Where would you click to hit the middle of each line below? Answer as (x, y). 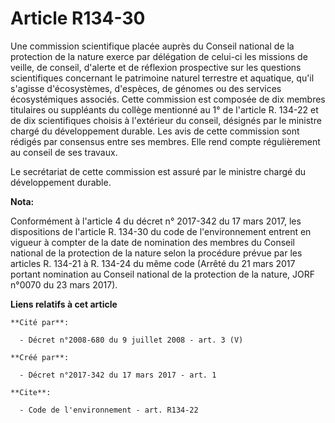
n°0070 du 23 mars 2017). (64, 284)
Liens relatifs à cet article (64, 304)
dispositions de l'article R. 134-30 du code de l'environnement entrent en (161, 231)
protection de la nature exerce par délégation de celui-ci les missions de (159, 56)
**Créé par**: (40, 357)
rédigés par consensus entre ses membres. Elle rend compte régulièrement (165, 141)
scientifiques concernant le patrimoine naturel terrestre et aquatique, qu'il (162, 78)
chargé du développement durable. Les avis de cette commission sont (155, 131)
